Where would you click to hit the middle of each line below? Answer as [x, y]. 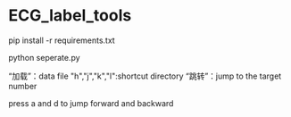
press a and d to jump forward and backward [91, 103]
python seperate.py [45, 57]
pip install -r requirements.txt [62, 40]
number [23, 86]
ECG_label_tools [70, 16]
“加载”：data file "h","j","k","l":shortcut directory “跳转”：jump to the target [145, 76]
